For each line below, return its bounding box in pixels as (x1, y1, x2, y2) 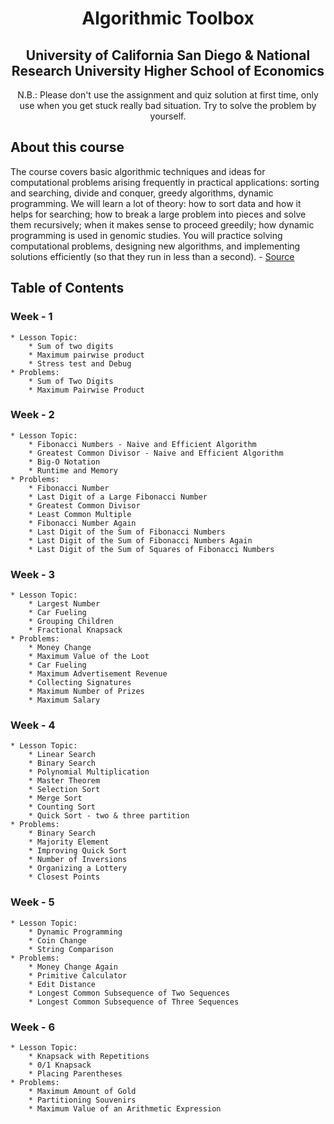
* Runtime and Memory (28, 465, 118, 476)
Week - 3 (10, 567, 56, 581)
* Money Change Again (28, 962, 118, 972)
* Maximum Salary (28, 695, 101, 706)
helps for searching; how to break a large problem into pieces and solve (10, 208, 307, 220)
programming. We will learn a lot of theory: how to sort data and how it (10, 197, 302, 209)
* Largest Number (28, 599, 101, 609)
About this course (10, 139, 125, 156)
